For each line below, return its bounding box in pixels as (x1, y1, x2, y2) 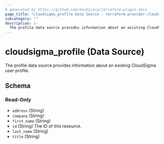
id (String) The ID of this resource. (12, 123, 82, 129)
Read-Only (5, 96, 32, 103)
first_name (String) (12, 118, 51, 123)
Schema (5, 82, 31, 90)
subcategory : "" (5, 16, 38, 21)
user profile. (5, 68, 30, 74)
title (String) (12, 133, 40, 139)
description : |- (5, 21, 38, 26)
